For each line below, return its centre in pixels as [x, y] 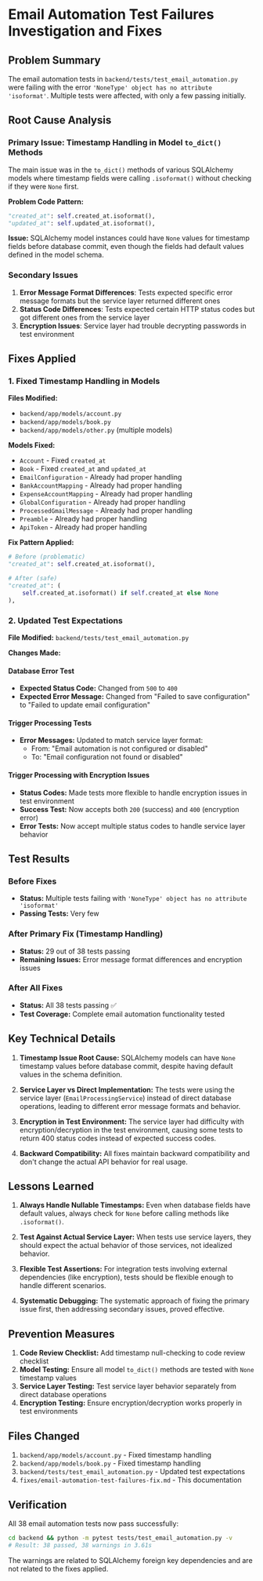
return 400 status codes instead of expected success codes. [118, 1138]
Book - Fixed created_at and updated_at [83, 469]
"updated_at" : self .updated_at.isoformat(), [82, 223]
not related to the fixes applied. [58, 1568]
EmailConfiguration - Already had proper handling [101, 478]
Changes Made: [34, 653]
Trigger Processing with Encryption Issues [79, 774]
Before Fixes [32, 881]
